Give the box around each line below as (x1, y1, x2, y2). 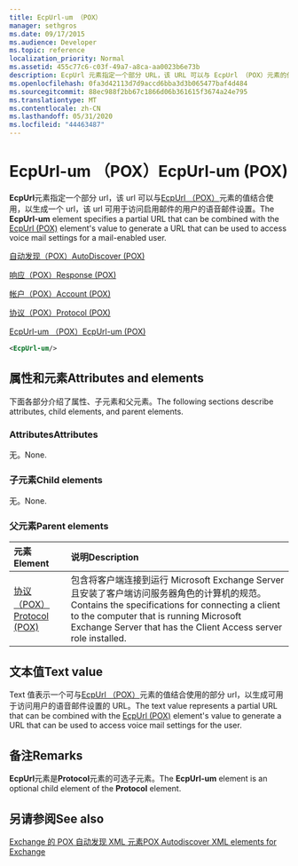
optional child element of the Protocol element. (9, 783, 182, 794)
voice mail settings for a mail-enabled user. (9, 232, 167, 242)
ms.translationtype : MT (9, 95, 98, 105)
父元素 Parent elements (9, 520, 109, 533)
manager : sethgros (9, 21, 77, 30)
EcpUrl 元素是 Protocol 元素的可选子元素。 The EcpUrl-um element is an (9, 774, 268, 784)
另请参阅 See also (9, 811, 105, 826)
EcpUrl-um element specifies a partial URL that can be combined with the (9, 213, 279, 224)
